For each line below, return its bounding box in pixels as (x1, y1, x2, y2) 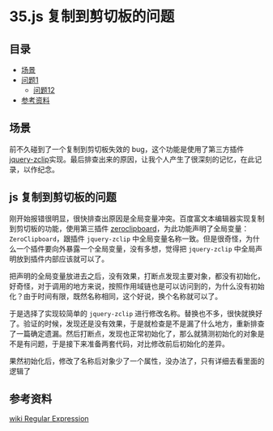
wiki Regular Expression (9, 414, 89, 424)
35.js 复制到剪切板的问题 (9, 7, 175, 26)
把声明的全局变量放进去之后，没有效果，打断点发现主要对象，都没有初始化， (9, 271, 265, 281)
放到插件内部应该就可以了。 (15, 254, 109, 264)
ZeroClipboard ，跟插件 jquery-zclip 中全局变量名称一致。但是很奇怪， (9, 234, 246, 243)
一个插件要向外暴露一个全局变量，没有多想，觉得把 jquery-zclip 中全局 (15, 243, 256, 253)
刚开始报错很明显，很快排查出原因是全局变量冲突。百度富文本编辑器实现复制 (9, 213, 265, 223)
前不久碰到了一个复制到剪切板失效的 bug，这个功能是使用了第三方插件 (9, 144, 245, 154)
